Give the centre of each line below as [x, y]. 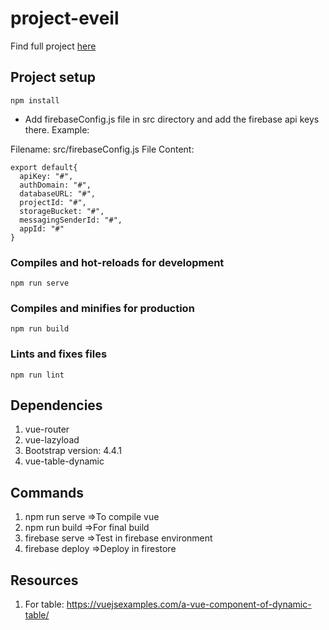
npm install [35, 100]
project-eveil [65, 18]
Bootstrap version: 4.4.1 [73, 451]
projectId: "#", [53, 202]
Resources [44, 580]
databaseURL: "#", [58, 193]
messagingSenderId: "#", [71, 220]
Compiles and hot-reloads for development [117, 262]
